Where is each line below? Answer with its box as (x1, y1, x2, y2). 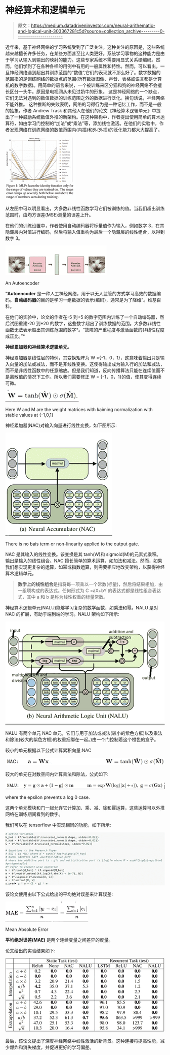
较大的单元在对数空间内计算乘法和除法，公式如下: (5, 771, 109, 777)
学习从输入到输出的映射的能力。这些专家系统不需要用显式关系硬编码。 (9, 56, 156, 63)
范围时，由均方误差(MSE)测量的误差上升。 (5, 211, 94, 218)
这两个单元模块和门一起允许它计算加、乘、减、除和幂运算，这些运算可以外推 (5, 804, 165, 811)
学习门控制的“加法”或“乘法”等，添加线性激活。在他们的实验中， (27, 120, 159, 126)
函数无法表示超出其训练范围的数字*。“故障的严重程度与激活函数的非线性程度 (5, 326, 165, 333)
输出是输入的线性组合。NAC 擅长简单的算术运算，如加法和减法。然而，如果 (5, 557, 162, 564)
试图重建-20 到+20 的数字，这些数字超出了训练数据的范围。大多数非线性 (9, 320, 161, 326)
